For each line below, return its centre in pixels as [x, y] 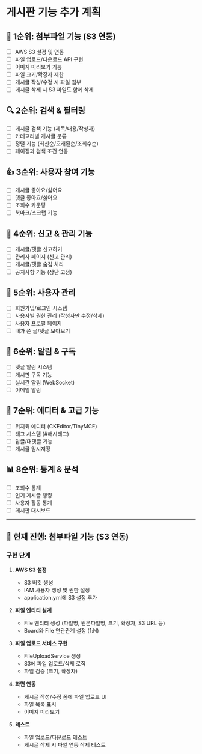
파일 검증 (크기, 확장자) [51, 671]
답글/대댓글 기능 [34, 441]
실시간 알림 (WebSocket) [45, 382]
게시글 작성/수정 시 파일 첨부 [48, 82]
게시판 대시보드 [33, 510]
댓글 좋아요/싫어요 [36, 198]
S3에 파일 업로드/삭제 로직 [55, 663]
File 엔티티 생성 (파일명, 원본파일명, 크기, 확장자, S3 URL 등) [94, 623]
